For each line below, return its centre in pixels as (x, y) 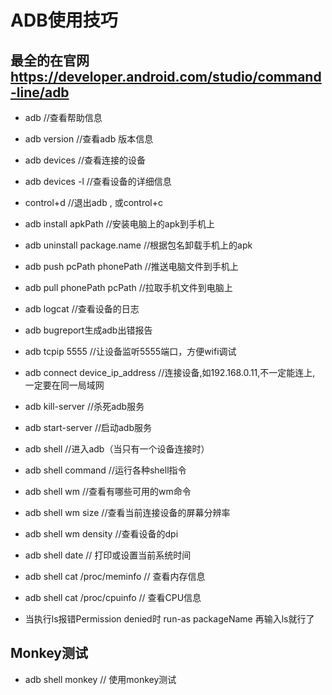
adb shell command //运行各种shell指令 (105, 470)
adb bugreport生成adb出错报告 (88, 330)
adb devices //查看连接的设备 (85, 160)
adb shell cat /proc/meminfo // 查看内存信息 (115, 576)
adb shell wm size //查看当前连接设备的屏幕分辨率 (127, 512)
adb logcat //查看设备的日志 (82, 309)
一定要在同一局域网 (64, 385)
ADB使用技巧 (64, 20)
